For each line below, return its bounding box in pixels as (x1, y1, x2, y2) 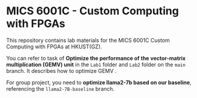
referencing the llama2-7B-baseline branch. (6, 85, 115, 92)
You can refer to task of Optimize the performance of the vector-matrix (6, 54, 186, 62)
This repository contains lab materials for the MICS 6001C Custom (6, 36, 170, 44)
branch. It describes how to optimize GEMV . (6, 67, 117, 74)
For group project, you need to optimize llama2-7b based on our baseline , (6, 79, 192, 86)
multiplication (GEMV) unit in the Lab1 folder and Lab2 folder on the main (6, 61, 186, 68)
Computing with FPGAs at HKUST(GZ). (6, 43, 102, 50)
